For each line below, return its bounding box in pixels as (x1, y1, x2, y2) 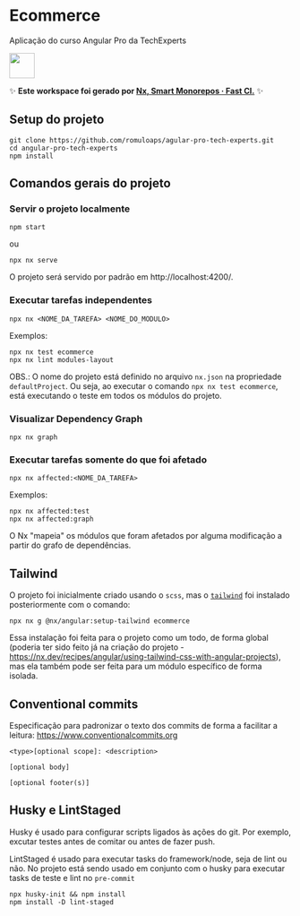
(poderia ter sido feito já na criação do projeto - (9, 642, 184, 652)
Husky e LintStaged (9, 803, 122, 818)
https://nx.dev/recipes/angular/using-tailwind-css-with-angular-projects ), (9, 652, 281, 662)
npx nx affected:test (9, 507, 90, 516)
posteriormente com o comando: (9, 600, 131, 610)
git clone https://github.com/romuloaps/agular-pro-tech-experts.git (9, 135, 275, 144)
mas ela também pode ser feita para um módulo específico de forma (9, 661, 262, 672)
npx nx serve (9, 256, 58, 265)
